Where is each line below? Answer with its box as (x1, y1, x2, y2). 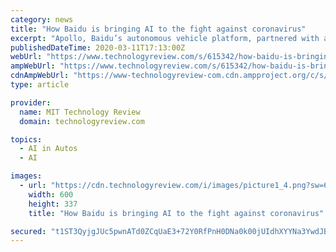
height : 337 (28, 199, 78, 209)
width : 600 (28, 189, 74, 200)
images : (10, 171, 43, 181)
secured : (10, 226, 47, 236)
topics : (10, 134, 43, 145)
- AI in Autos (19, 144, 78, 154)
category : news (10, 14, 74, 25)
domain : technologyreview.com (19, 116, 145, 126)
